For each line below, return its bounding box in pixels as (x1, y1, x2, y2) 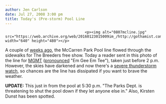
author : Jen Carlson (5, 7, 48, 12)
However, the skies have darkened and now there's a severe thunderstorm (5, 63, 157, 69)
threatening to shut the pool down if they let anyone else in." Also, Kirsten (5, 88, 155, 94)
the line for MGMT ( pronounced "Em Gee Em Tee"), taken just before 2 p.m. (5, 58, 160, 64)
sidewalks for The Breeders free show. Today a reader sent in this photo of (5, 52, 157, 58)
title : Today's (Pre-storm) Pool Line (5, 16, 85, 21)
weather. (5, 73, 23, 79)
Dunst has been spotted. (5, 93, 55, 99)
